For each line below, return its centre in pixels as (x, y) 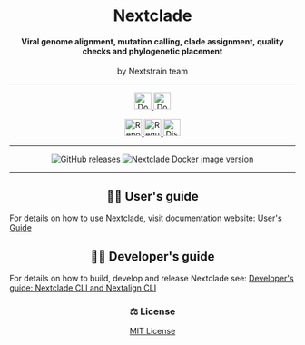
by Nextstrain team (152, 71)
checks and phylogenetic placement (152, 51)
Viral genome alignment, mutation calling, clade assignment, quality (152, 41)
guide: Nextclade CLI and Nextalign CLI (83, 288)
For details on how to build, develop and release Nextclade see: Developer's (152, 279)
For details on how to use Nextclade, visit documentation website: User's (146, 218)
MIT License (152, 331)
